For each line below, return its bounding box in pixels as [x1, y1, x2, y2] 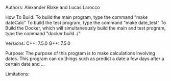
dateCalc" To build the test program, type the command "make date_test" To [5, 20, 166, 25]
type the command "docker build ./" [5, 31, 81, 36]
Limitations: [5, 71, 30, 77]
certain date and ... [5, 61, 45, 67]
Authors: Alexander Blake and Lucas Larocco [5, 5, 101, 10]
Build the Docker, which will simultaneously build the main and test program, [5, 25, 166, 31]
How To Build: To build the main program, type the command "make [5, 14, 148, 20]
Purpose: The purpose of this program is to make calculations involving [5, 50, 156, 56]
